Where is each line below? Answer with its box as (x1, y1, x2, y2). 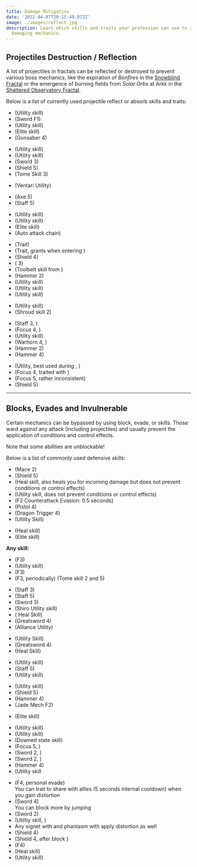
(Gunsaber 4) (14, 134, 47, 141)
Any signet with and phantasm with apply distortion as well (14, 822, 157, 829)
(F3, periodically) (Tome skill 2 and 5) (14, 575, 105, 582)
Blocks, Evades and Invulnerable (6, 403, 128, 414)
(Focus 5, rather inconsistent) (14, 375, 86, 382)
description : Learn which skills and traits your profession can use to (6, 25, 188, 31)
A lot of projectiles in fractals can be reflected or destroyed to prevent (6, 68, 175, 75)
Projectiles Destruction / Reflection (6, 52, 137, 62)
